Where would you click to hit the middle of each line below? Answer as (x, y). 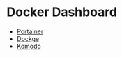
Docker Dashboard (62, 12)
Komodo (29, 46)
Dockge (28, 38)
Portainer (30, 31)
